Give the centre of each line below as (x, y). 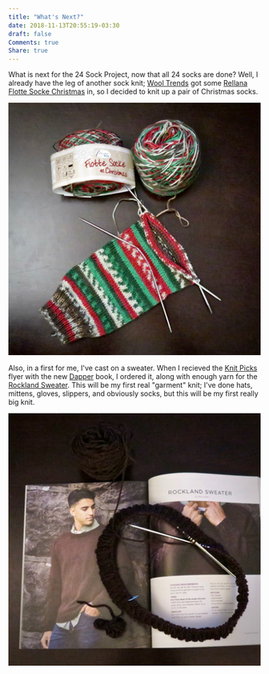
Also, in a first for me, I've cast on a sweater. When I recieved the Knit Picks (133, 368)
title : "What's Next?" (46, 17)
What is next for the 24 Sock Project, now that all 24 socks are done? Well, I (133, 75)
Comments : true (34, 42)
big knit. (22, 402)
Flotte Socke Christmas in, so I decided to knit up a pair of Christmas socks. (133, 91)
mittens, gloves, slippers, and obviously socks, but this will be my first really (133, 394)
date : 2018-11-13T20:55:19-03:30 (64, 25)
